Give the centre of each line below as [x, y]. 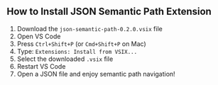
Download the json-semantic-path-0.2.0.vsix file [89, 28]
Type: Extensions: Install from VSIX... [77, 51]
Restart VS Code [41, 66]
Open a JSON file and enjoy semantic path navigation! [96, 74]
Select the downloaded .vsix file [65, 59]
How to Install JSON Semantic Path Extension [109, 12]
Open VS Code [39, 36]
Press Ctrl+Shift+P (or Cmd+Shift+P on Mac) [81, 44]
